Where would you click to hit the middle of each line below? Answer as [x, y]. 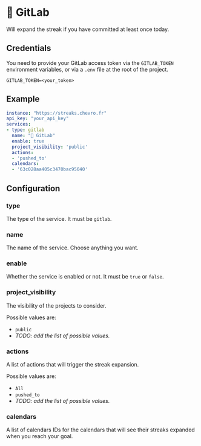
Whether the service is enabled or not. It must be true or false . [85, 277]
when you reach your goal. [40, 436]
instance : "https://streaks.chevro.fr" [57, 113]
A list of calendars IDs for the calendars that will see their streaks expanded [100, 430]
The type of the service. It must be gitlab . [59, 218]
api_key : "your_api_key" [38, 119]
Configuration [33, 188]
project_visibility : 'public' [50, 147]
